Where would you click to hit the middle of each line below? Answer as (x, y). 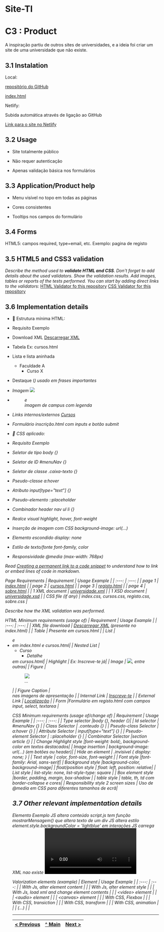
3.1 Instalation (27, 65)
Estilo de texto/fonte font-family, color (50, 547)
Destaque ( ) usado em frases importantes (54, 380)
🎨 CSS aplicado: (29, 434)
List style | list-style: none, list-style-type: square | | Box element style (83, 773)
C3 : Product (31, 31)
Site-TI (19, 9)
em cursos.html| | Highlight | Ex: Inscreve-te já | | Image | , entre (78, 662)
